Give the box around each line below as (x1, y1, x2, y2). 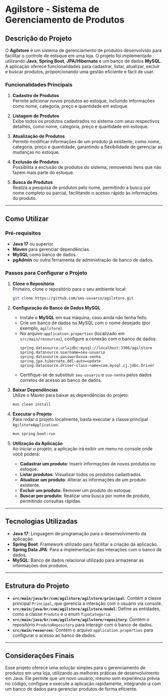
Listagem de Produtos (12, 113, 59, 119)
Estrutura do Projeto (5, 582, 69, 590)
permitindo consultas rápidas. (19, 498, 81, 504)
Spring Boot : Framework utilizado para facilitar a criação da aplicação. (12, 541, 158, 547)
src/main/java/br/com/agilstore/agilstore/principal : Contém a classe (12, 595, 161, 601)
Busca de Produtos (12, 179, 53, 185)
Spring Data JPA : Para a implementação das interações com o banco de (12, 546, 162, 552)
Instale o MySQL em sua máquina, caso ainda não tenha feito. (19, 315, 148, 321)
